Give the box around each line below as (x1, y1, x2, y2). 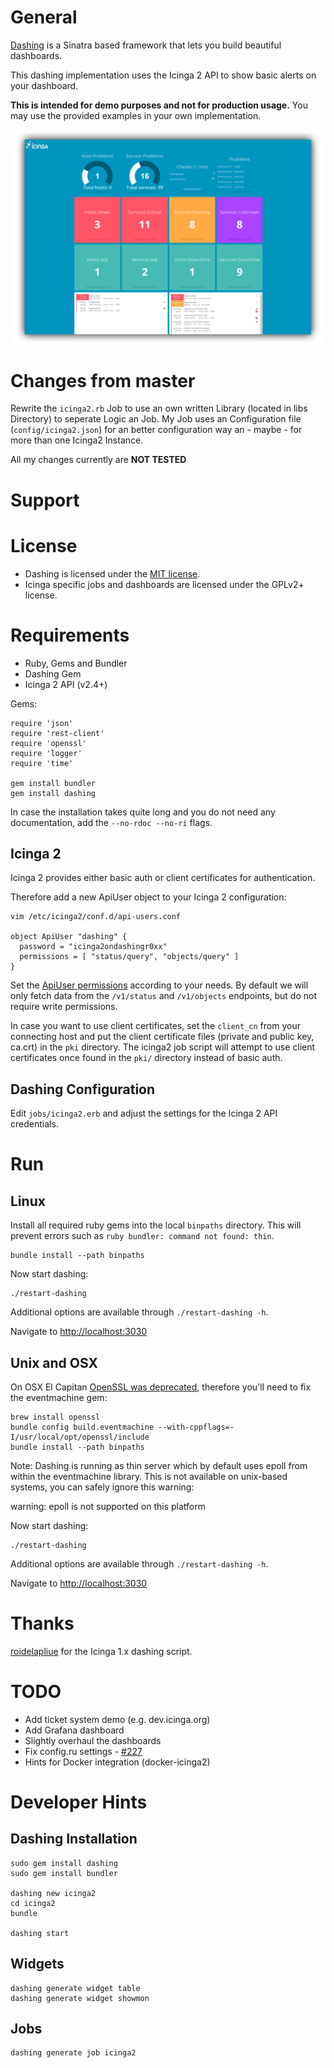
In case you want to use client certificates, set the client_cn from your (10, 1020, 301, 1032)
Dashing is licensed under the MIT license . (24, 567, 201, 580)
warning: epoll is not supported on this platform (10, 1500, 207, 1512)
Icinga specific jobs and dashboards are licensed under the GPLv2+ (24, 578, 305, 590)
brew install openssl (10, 1412, 101, 1422)
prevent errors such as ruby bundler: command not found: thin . (10, 1230, 275, 1242)
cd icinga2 (10, 1898, 56, 1908)
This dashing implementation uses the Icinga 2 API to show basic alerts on (10, 69, 317, 81)
